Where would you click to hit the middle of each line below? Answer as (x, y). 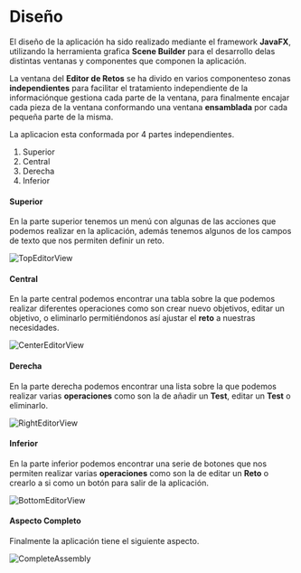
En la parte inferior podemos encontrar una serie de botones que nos (138, 464)
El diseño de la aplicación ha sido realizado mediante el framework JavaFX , (150, 42)
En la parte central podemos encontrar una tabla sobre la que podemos (142, 299)
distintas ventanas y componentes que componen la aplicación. (128, 61)
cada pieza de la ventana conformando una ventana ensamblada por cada (148, 107)
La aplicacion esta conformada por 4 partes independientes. (122, 134)
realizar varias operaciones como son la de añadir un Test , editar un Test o (150, 396)
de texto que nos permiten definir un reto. (87, 240)
